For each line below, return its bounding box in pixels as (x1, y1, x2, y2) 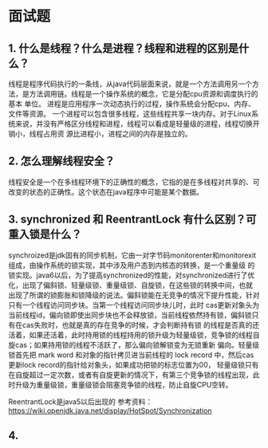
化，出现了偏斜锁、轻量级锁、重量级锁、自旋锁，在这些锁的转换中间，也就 (8, 280, 253, 289)
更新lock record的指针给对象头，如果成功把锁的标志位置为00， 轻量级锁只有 (8, 360, 259, 369)
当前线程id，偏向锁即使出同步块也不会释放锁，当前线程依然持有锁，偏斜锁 (8, 310, 252, 320)
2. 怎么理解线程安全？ (8, 155, 116, 168)
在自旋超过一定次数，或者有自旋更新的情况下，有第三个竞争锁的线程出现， (8, 370, 253, 379)
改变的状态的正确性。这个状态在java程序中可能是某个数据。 (8, 187, 203, 196)
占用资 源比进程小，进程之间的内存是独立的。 (42, 129, 192, 138)
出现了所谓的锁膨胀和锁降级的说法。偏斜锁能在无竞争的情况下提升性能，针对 (8, 290, 260, 300)
